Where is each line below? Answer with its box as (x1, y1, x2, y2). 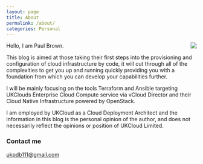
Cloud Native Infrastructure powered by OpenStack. (6, 98, 136, 105)
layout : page (6, 8, 39, 15)
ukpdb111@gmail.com (6, 151, 59, 158)
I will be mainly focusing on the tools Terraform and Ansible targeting (6, 85, 178, 92)
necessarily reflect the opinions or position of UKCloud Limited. (6, 122, 164, 130)
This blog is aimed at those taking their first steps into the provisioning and (6, 54, 192, 61)
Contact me (6, 137, 42, 145)
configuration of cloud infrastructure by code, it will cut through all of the (6, 60, 188, 68)
